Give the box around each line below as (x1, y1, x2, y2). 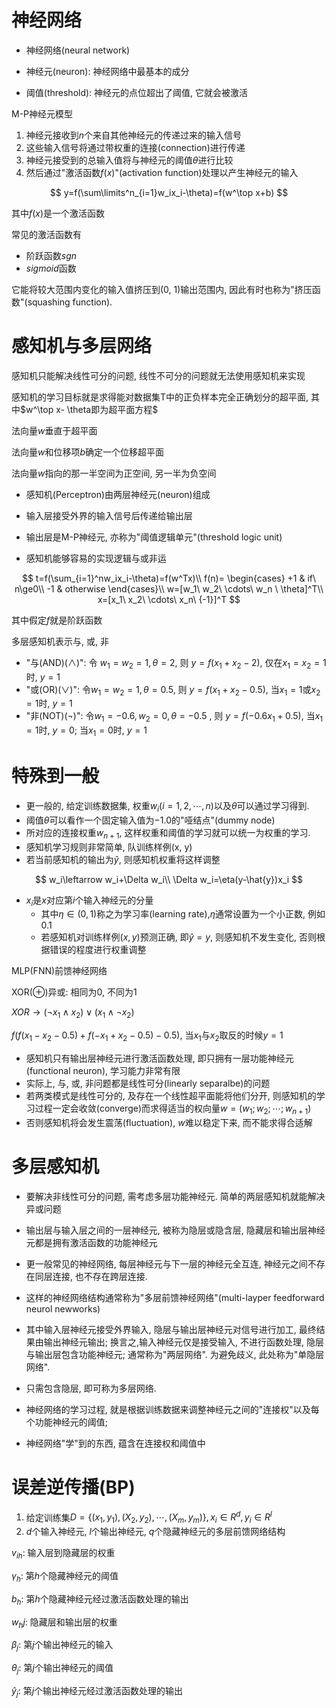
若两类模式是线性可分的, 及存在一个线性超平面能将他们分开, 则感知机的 (25, 1089, 317, 1101)
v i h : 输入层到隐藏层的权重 (11, 1547, 116, 1561)
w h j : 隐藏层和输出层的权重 (11, 1616, 118, 1630)
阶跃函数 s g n (25, 249, 78, 261)
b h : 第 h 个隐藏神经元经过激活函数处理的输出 (11, 1592, 189, 1607)
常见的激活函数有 (11, 228, 82, 240)
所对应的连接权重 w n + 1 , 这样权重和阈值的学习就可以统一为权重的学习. (25, 826, 311, 841)
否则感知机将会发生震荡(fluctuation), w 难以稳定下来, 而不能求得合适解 (25, 1116, 313, 1128)
